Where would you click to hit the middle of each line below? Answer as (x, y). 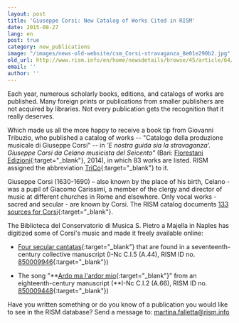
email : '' (22, 67)
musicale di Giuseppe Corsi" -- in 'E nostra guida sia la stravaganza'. (109, 145)
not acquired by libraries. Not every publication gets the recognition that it (116, 109)
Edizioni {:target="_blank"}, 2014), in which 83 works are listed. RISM (108, 160)
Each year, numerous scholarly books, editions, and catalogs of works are (116, 94)
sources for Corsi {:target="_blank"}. (60, 212)
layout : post (27, 14)
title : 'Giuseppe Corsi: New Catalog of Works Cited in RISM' (101, 21)
